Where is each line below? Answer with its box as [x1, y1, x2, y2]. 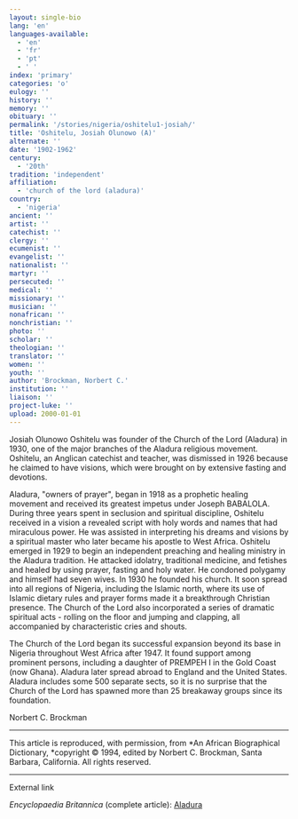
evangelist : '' [9, 252, 66, 262]
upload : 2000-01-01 [9, 409, 82, 418]
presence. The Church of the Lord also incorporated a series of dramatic [9, 601, 275, 613]
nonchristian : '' [9, 319, 74, 328]
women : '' [9, 360, 46, 369]
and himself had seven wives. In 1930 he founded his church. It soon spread [9, 574, 288, 584]
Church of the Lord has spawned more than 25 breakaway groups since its [9, 685, 283, 696]
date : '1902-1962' [9, 145, 77, 154]
